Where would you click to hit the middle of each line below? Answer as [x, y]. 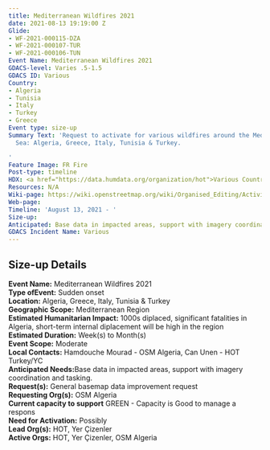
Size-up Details [47, 265]
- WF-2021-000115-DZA [45, 38]
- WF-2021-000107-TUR [45, 46]
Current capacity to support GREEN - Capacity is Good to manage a [123, 403]
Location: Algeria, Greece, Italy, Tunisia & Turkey [89, 301]
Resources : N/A [34, 187]
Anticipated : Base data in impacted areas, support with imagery [120, 225]
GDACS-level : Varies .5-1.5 [55, 68]
